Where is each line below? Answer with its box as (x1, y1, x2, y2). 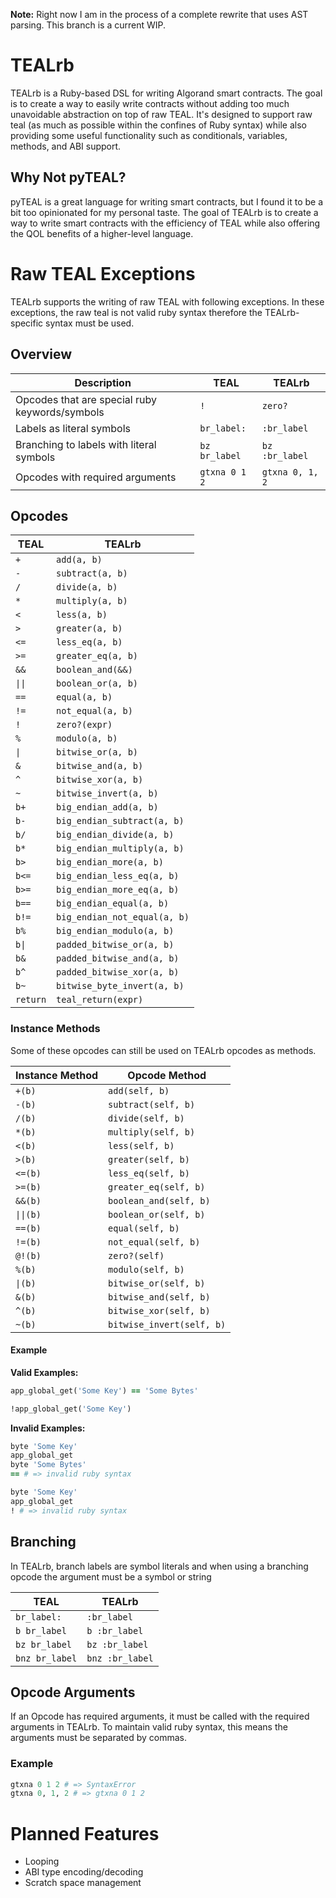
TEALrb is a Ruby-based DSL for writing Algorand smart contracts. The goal (10, 87, 323, 99)
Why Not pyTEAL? (10, 169, 127, 186)
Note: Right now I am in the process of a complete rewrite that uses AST (10, 9, 309, 20)
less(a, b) (56, 609, 108, 621)
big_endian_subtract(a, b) (56, 815, 185, 827)
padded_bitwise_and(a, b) (56, 953, 180, 964)
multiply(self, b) (108, 1126, 196, 1138)
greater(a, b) (56, 623, 123, 634)
